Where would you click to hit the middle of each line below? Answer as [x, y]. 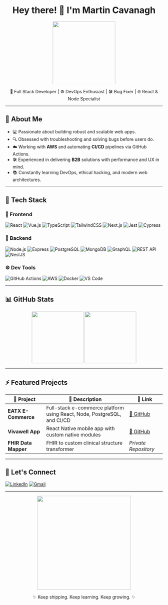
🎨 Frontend [19, 214]
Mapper [17, 449]
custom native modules [73, 434]
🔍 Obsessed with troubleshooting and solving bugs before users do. [83, 139]
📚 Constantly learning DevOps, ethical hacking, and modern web [80, 172]
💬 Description [85, 399]
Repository [142, 449]
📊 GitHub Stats [29, 300]
